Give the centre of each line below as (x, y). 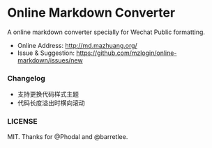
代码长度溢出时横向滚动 (51, 103)
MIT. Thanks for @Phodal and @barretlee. (68, 136)
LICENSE (23, 122)
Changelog (26, 78)
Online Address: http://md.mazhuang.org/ (77, 45)
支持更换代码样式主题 (48, 94)
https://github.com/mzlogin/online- (127, 53)
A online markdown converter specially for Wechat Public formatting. (106, 32)
